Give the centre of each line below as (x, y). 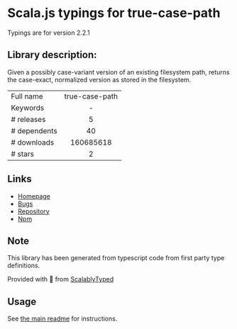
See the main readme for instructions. (62, 319)
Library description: (52, 55)
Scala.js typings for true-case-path (114, 13)
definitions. (24, 266)
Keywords (28, 108)
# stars (22, 154)
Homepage (34, 196)
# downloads (33, 142)
